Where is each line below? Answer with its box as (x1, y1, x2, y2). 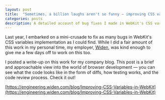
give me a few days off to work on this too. (5, 50, 92, 56)
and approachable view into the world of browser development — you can (5, 64, 155, 70)
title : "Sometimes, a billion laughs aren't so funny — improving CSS (5, 12, 155, 17)
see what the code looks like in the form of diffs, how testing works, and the (5, 69, 159, 76)
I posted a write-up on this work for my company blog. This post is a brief (5, 59, 154, 65)
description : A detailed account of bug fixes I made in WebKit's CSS (5, 20, 153, 26)
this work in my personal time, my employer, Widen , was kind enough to (5, 44, 151, 50)
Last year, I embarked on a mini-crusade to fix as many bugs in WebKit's (5, 34, 152, 40)
